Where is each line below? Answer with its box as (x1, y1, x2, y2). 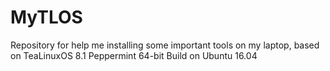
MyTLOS (10, 6, 83, 29)
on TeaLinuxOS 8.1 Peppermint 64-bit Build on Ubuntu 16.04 (10, 49, 258, 61)
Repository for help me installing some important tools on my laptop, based (10, 39, 320, 51)
